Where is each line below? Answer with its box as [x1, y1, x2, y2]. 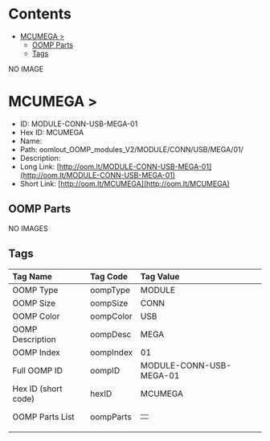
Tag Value [140, 270, 180, 282]
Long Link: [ [19, 162, 60, 171]
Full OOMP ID [12, 365, 63, 376]
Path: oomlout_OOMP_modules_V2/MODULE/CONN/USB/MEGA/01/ [19, 144, 243, 154]
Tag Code [89, 270, 129, 282]
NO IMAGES [8, 223, 48, 233]
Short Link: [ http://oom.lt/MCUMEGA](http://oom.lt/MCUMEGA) [19, 179, 231, 188]
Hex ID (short [12, 383, 63, 394]
